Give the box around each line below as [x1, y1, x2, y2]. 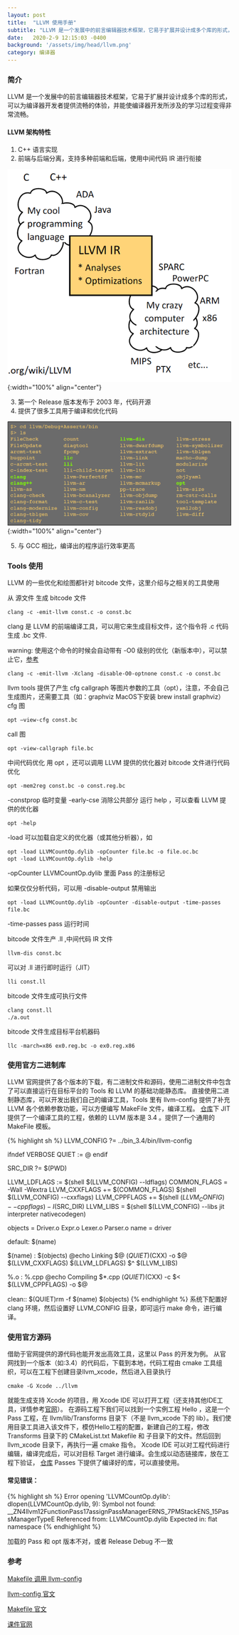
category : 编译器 [7, 49, 55, 56]
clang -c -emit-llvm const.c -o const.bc [7, 608, 132, 616]
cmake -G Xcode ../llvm [7, 1383, 78, 1390]
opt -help [7, 819, 37, 826]
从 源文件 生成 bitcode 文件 [7, 593, 87, 602]
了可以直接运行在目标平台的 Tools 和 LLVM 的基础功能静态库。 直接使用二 [7, 1086, 223, 1095]
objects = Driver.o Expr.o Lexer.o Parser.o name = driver [7, 1223, 172, 1232]
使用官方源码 [7, 1332, 52, 1342]
